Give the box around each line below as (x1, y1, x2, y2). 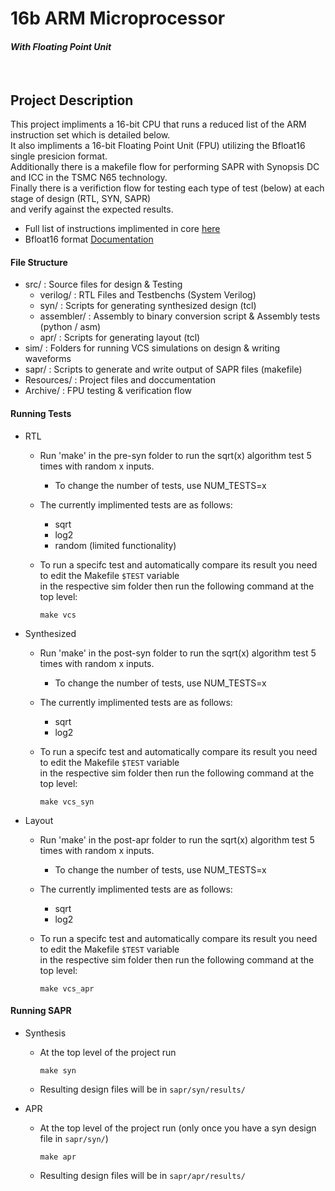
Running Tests (10, 408, 72, 419)
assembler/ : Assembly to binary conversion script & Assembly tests (39, 310, 321, 322)
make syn (39, 1065, 77, 1076)
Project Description (10, 92, 134, 109)
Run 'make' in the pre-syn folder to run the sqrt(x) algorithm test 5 (39, 449, 312, 461)
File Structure (10, 256, 68, 268)
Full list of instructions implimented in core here (24, 223, 221, 235)
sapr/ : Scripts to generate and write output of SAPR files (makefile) (24, 363, 303, 376)
